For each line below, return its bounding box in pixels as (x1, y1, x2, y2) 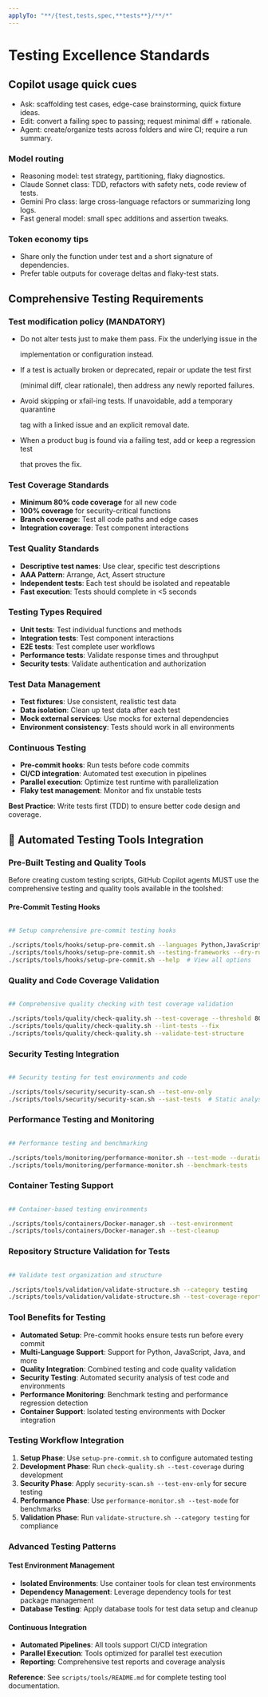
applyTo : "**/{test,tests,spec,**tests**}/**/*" (8, 11, 173, 20)
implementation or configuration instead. (19, 349, 154, 359)
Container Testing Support (8, 1180, 114, 1191)
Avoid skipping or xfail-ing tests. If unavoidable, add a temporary (19, 396, 233, 405)
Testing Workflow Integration (8, 1435, 124, 1446)
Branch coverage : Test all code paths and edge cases (19, 515, 199, 524)
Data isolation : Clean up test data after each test (19, 705, 181, 715)
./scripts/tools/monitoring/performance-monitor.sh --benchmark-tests (8, 1161, 248, 1169)
